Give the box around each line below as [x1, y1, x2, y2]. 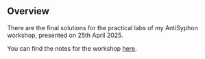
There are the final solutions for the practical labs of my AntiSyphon [7, 23, 199, 32]
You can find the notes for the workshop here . [7, 44, 137, 52]
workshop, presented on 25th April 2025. [7, 31, 123, 39]
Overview [7, 5, 50, 17]
